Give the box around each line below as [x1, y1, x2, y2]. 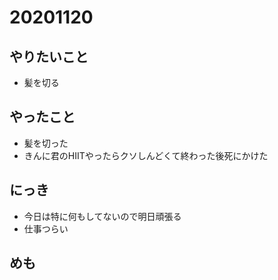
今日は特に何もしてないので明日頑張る [23, 210, 182, 222]
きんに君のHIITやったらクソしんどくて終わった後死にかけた [23, 149, 269, 161]
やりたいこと [9, 48, 89, 65]
